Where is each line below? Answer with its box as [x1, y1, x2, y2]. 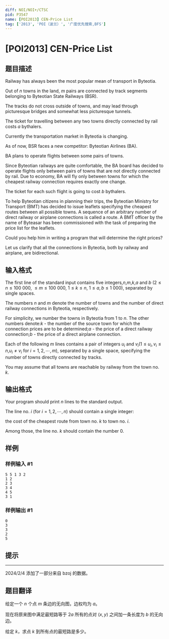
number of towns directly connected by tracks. [5, 354, 103, 360]
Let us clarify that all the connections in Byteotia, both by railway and [5, 245, 148, 251]
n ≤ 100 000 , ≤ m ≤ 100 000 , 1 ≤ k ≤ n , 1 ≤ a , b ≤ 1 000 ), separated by [5, 285, 153, 291]
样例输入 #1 [5, 460, 33, 467]
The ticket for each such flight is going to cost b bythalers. [5, 189, 127, 195]
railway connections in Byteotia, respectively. [5, 306, 99, 312]
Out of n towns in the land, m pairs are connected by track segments [5, 88, 147, 94]
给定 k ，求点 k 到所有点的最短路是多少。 [5, 628, 89, 634]
